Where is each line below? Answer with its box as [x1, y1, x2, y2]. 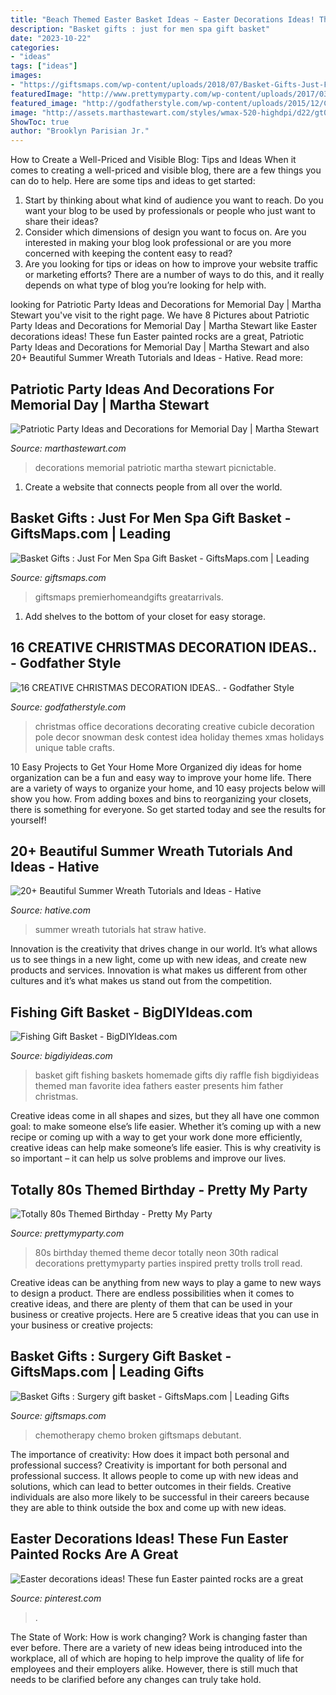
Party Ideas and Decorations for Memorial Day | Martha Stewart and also [10, 341, 310, 353]
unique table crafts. [34, 741, 115, 753]
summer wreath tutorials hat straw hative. [34, 924, 207, 936]
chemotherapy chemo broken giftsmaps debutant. [34, 1429, 242, 1441]
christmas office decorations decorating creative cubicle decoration [34, 720, 315, 732]
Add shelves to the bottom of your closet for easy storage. [24, 610, 266, 622]
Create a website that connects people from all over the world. [24, 481, 283, 493]
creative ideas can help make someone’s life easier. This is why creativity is [10, 1142, 322, 1154]
